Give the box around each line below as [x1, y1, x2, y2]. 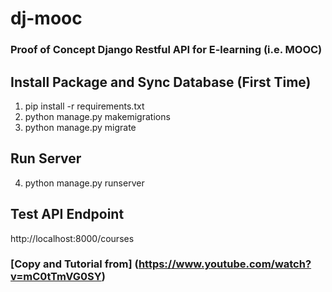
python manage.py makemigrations [24, 110, 171, 122]
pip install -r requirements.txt [24, 100, 145, 112]
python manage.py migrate [24, 121, 137, 133]
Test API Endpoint [10, 206, 125, 223]
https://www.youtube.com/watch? [138, 257, 312, 271]
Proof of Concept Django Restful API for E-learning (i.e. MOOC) [10, 43, 323, 57]
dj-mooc [10, 7, 83, 30]
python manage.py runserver [24, 177, 145, 189]
